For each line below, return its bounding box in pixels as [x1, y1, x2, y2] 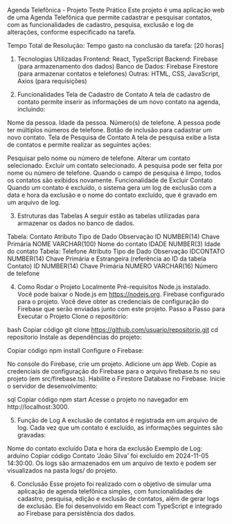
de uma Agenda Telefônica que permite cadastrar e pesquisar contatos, [7, 13, 213, 21]
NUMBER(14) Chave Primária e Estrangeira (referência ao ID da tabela [7, 254, 206, 263]
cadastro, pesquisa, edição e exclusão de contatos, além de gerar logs [17, 495, 220, 503]
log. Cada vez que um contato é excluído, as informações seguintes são [17, 423, 223, 432]
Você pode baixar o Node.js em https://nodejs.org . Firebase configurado [17, 290, 225, 298]
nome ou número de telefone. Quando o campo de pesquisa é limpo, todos [7, 169, 222, 177]
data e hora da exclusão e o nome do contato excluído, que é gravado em [7, 191, 217, 199]
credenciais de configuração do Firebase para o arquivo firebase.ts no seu [7, 367, 220, 375]
